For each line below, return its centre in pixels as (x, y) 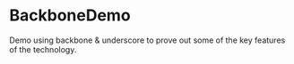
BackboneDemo (70, 16)
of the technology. (43, 49)
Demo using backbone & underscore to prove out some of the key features (147, 40)
